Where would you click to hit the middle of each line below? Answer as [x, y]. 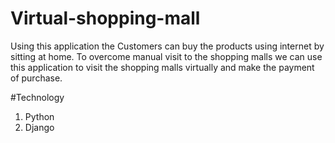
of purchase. [36, 78]
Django [39, 127]
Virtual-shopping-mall [105, 18]
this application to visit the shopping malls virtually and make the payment [162, 67]
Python [39, 116]
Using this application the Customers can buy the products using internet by [167, 46]
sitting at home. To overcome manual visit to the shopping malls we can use [166, 56]
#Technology [37, 97]
